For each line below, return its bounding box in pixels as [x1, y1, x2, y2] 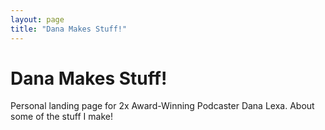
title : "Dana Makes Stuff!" [10, 24, 128, 34]
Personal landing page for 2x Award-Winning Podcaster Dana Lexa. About [10, 100, 315, 112]
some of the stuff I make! [10, 111, 114, 123]
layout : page [10, 14, 65, 25]
